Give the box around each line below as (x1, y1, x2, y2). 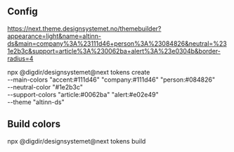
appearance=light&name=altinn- (7, 32, 102, 40)
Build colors (7, 118, 61, 130)
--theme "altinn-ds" (7, 98, 65, 106)
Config (7, 6, 38, 18)
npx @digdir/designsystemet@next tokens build (7, 137, 146, 145)
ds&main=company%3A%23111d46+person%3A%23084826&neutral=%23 (7, 39, 227, 48)
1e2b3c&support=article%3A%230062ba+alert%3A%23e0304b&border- (7, 46, 221, 55)
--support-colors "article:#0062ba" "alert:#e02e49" (7, 90, 160, 99)
